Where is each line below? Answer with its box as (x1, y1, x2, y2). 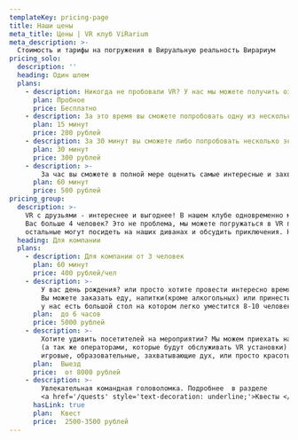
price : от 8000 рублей (32, 367, 122, 377)
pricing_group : (9, 194, 66, 204)
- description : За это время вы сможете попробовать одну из (25, 112, 255, 121)
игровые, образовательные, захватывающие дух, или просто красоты (41, 351, 292, 360)
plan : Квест (32, 409, 82, 418)
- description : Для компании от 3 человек (25, 252, 184, 262)
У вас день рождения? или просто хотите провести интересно (41, 285, 268, 294)
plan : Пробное (32, 95, 86, 105)
